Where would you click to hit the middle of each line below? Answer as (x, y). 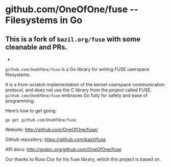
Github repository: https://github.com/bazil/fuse (56, 139)
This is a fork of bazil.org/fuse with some (73, 39)
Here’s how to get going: (31, 111)
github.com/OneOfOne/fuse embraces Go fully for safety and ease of (77, 95)
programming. (20, 101)
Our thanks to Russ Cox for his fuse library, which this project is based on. (83, 159)
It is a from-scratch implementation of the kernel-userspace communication (85, 85)
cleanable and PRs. (37, 47)
